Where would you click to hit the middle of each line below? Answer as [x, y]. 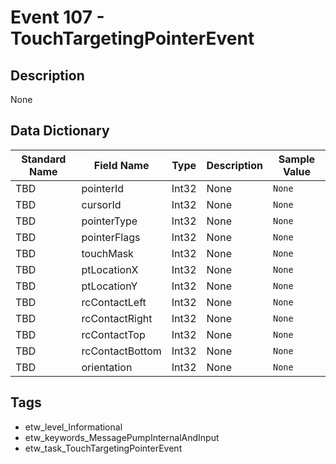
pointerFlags [111, 237]
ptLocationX [110, 269]
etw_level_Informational [73, 427]
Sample [297, 159]
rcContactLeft [114, 302]
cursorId [101, 204]
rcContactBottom [121, 351]
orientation [107, 367]
